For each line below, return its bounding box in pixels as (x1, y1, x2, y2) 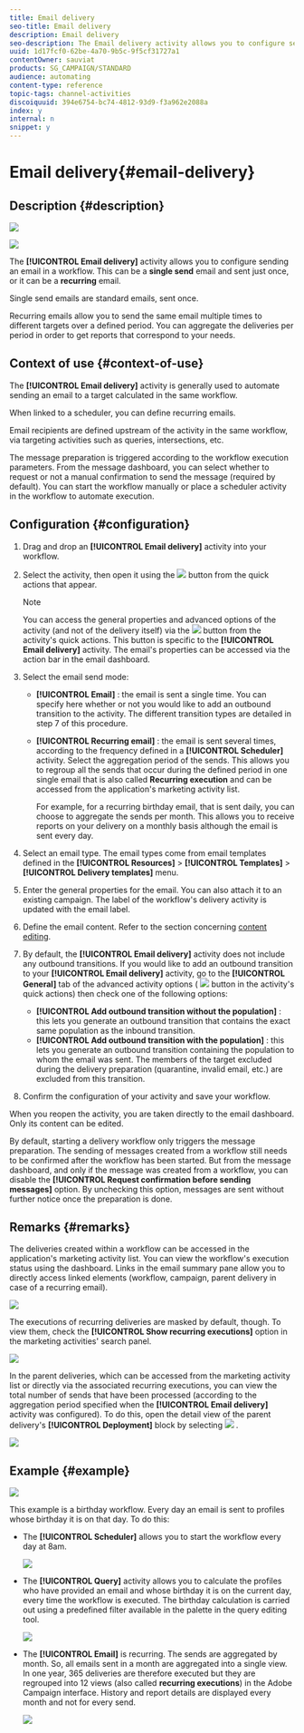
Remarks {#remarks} (9, 1220, 131, 1235)
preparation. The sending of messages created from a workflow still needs (9, 1144, 288, 1156)
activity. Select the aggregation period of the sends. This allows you (35, 755, 290, 765)
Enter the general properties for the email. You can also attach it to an (22, 884, 282, 895)
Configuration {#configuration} (9, 517, 190, 532)
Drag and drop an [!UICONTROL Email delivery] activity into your (22, 540, 267, 551)
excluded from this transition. (35, 1073, 146, 1084)
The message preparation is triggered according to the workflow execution (9, 452, 290, 462)
